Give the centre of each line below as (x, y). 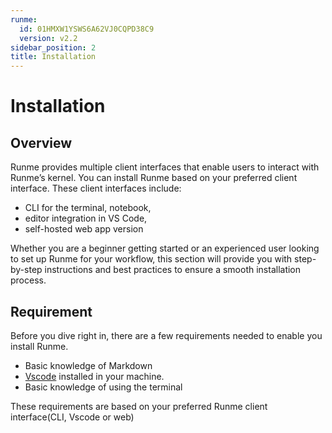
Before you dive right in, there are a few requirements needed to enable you (166, 335)
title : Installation (53, 57)
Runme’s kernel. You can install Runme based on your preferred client (154, 178)
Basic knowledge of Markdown (88, 365)
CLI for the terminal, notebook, (88, 208)
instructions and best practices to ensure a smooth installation (173, 270)
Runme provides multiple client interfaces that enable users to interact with (165, 167)
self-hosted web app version (84, 229)
